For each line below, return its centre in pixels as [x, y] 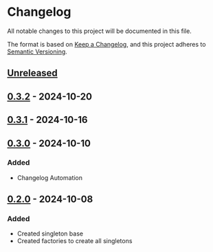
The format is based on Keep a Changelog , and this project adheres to [106, 44]
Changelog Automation [50, 177]
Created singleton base [50, 233]
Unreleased [33, 73]
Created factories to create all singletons [75, 241]
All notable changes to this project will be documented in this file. [100, 31]
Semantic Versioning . [37, 51]
